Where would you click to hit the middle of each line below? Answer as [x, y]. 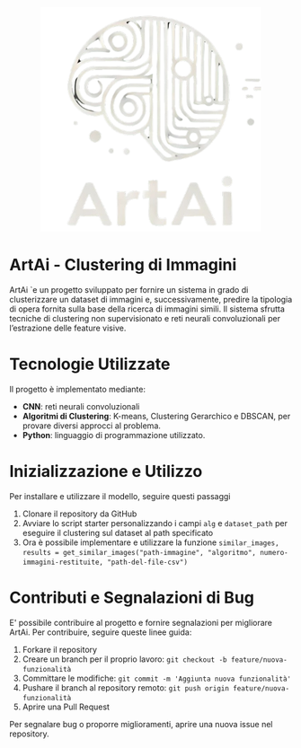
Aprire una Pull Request [66, 707]
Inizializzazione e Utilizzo [106, 472]
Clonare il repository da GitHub [80, 514]
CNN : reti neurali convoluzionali [81, 406]
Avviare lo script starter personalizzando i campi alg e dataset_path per [155, 523]
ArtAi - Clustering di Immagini [123, 265]
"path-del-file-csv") [148, 562]
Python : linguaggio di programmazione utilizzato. [114, 435]
